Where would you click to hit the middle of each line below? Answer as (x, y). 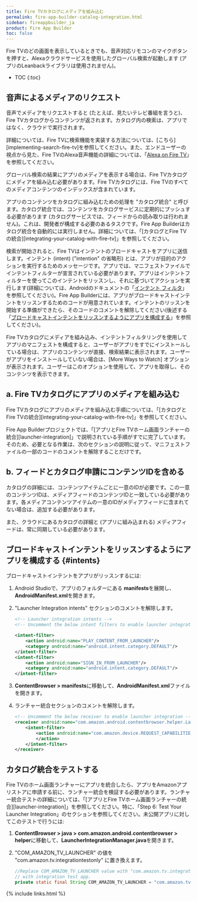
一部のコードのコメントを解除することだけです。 (85, 452)
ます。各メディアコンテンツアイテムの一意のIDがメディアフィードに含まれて (98, 502)
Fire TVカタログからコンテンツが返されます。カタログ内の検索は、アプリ (94, 120)
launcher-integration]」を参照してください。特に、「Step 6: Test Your (98, 807)
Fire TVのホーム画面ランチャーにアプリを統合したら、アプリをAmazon (91, 785)
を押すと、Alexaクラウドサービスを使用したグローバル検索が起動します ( (94, 58)
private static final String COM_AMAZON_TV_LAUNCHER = (83, 882)
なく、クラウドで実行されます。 (49, 127)
